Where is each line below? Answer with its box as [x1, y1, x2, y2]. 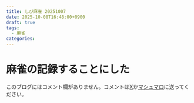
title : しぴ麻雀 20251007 [6, 8, 66, 15]
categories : [6, 36, 35, 42]
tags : [6, 25, 19, 31]
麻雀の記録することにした [6, 63, 131, 76]
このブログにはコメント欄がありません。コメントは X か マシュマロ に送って [6, 83, 185, 90]
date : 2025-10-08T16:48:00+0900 [6, 14, 85, 20]
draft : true [6, 19, 35, 25]
